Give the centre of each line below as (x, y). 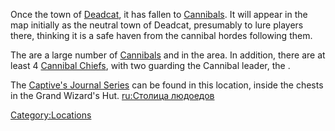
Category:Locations (51, 115)
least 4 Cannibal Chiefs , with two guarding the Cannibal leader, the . (150, 65)
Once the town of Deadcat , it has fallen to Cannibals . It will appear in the (159, 14)
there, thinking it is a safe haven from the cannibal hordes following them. (161, 35)
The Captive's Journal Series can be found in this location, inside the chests (167, 85)
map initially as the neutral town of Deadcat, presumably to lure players (157, 25)
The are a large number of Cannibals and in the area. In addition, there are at (168, 55)
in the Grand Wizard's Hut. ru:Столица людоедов (112, 95)
